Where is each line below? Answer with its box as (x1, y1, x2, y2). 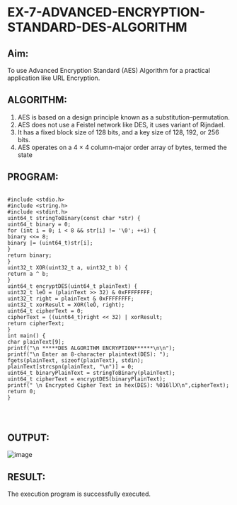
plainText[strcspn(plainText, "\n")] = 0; (7, 363, 134, 370)
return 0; (7, 388, 37, 395)
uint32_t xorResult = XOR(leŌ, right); (7, 301, 125, 308)
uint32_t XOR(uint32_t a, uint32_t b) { (7, 264, 129, 271)
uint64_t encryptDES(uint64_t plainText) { (7, 282, 138, 290)
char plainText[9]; (7, 338, 65, 345)
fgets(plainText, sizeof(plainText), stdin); (7, 356, 144, 364)
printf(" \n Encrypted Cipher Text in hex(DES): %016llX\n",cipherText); (7, 381, 230, 389)
